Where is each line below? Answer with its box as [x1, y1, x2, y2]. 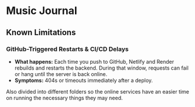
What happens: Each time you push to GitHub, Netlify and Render [14, 58, 175, 65]
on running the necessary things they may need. [6, 94, 123, 101]
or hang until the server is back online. [14, 70, 107, 77]
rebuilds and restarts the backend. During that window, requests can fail [14, 64, 189, 71]
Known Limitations [6, 27, 76, 37]
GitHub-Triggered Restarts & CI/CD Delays [6, 45, 129, 53]
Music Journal [6, 4, 77, 18]
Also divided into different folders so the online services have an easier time [6, 88, 189, 95]
